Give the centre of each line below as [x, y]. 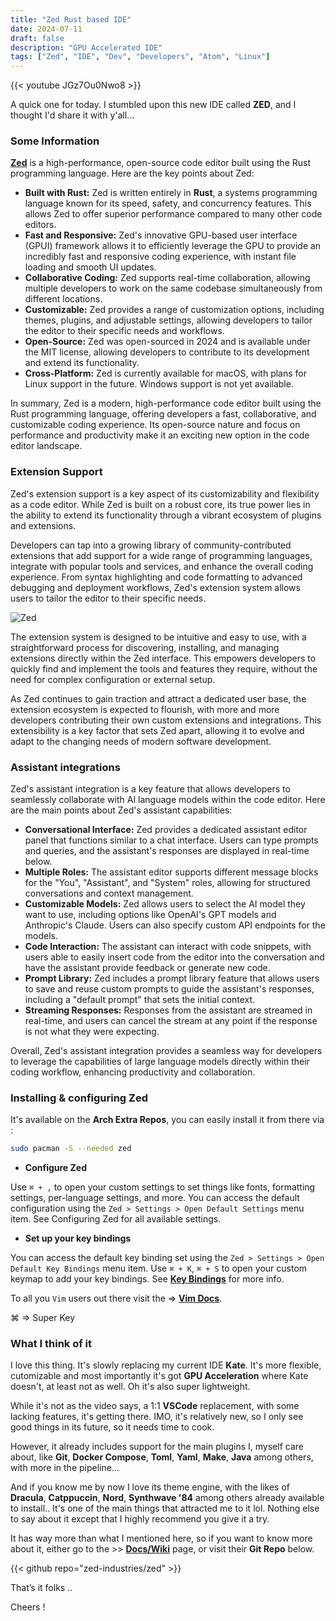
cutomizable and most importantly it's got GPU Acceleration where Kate [159, 1376]
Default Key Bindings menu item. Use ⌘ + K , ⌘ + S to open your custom [159, 1268]
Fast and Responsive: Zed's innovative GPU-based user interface [161, 235]
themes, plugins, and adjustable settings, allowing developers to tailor [168, 320]
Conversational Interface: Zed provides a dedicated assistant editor [166, 830]
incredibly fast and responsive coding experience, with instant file [160, 257]
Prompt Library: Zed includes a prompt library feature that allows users [172, 978]
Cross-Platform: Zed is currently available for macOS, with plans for [166, 373]
